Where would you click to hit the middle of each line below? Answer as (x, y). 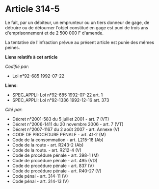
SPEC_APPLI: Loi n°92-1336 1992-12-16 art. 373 (61, 100)
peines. (13, 47)
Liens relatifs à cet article (31, 57)
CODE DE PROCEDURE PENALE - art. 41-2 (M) (59, 134)
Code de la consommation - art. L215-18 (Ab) (58, 140)
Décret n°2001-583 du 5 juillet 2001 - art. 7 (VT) (61, 119)
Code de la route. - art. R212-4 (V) (47, 150)
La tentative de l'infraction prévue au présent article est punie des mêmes (80, 42)
